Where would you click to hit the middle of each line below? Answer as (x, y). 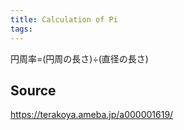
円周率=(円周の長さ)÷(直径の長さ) (79, 58)
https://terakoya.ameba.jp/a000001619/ (92, 115)
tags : (21, 29)
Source (33, 90)
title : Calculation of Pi (64, 19)
